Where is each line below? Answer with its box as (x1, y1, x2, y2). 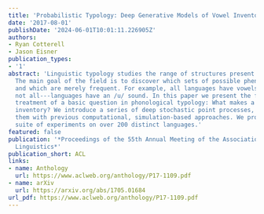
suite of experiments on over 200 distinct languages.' (15, 121, 202, 129)
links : (8, 158, 30, 165)
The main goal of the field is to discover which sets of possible (15, 77, 241, 85)
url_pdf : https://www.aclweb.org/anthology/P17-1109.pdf (8, 194, 199, 201)
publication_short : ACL (8, 150, 86, 158)
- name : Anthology (8, 165, 68, 172)
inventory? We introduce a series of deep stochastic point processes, (15, 107, 255, 114)
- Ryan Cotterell (8, 41, 65, 49)
